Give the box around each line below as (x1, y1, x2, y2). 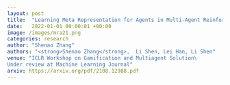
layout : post (7, 10, 44, 17)
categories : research (7, 36, 69, 42)
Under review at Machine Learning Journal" (7, 61, 133, 68)
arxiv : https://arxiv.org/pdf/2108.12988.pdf (7, 67, 139, 74)
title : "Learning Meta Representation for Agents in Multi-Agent (7, 16, 201, 23)
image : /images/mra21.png (7, 29, 81, 36)
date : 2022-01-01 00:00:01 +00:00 (7, 23, 112, 29)
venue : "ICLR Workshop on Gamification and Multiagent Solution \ (7, 55, 197, 62)
